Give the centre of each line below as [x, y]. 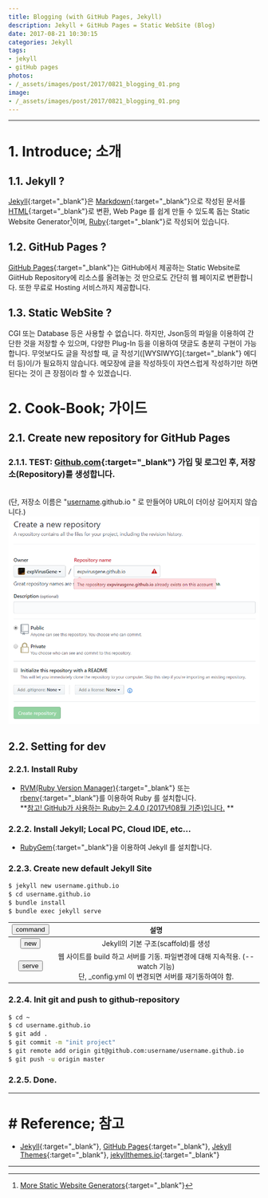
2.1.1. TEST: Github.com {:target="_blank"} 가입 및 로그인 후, [124, 463]
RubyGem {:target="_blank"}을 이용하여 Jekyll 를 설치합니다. [116, 847]
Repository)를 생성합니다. [67, 475]
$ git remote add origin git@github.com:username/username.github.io [126, 1051]
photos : [21, 76]
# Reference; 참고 [67, 1124]
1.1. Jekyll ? [37, 181]
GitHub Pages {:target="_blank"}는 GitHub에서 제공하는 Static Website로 [124, 267]
